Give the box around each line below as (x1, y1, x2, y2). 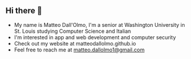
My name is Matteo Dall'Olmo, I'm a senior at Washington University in (14, 21, 185, 28)
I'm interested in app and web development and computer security (14, 33, 176, 41)
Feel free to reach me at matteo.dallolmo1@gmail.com (14, 46, 145, 53)
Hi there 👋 (5, 6, 42, 16)
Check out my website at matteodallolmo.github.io (14, 40, 136, 47)
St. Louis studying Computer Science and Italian (14, 27, 131, 34)
